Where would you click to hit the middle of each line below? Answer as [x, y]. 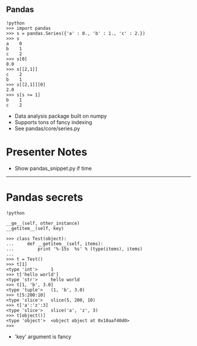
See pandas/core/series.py [47, 128]
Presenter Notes [47, 152]
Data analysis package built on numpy [61, 116]
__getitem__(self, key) [35, 228]
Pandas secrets [45, 197]
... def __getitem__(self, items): [55, 244]
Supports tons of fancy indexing [53, 122]
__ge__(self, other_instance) [43, 223]
